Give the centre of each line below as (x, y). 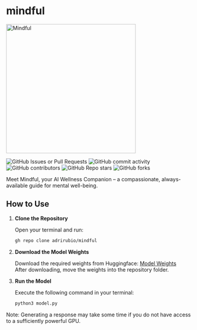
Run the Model (33, 281)
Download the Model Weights (52, 251)
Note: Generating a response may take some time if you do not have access (98, 315)
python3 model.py (36, 303)
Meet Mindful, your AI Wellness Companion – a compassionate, (83, 179)
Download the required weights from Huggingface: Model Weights (95, 263)
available (17, 185)
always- (172, 179)
